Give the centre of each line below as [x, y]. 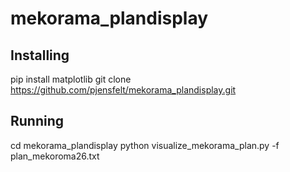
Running [37, 121]
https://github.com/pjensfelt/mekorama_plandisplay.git [123, 90]
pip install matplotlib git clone [71, 79]
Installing [40, 55]
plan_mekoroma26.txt [55, 156]
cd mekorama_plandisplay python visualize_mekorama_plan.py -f [145, 145]
